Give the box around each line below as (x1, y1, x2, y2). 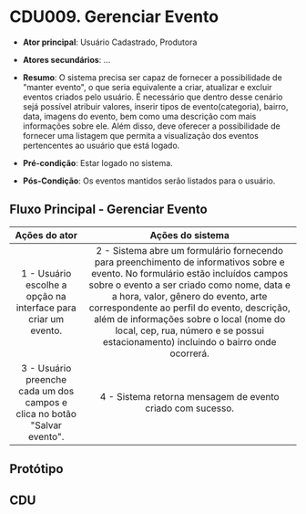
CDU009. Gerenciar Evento (9, 6, 219, 27)
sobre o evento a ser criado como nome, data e (88, 278, 291, 291)
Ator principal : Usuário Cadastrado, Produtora (22, 37, 198, 47)
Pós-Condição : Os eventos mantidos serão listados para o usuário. (22, 175, 276, 186)
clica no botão (15, 407, 77, 420)
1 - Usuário (21, 267, 72, 279)
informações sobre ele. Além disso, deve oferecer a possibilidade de (22, 121, 280, 131)
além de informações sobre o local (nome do (94, 312, 286, 325)
